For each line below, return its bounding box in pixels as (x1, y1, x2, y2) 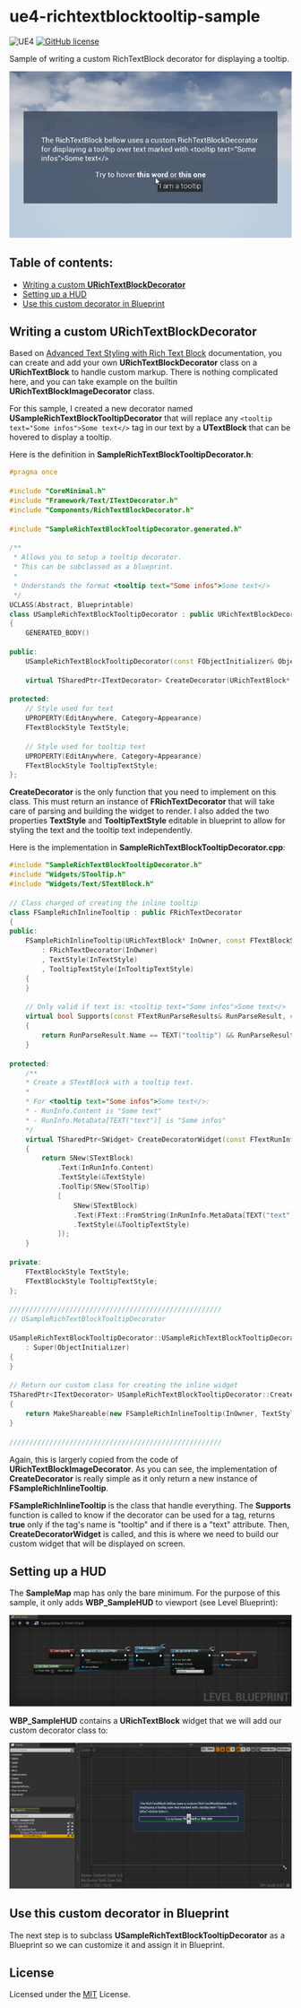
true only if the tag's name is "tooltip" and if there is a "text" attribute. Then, (9, 1518, 289, 1530)
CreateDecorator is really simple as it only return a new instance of (9, 1473, 258, 1483)
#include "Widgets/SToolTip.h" (9, 870, 126, 880)
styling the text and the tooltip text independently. (9, 825, 193, 836)
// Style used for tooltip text (25, 742, 146, 751)
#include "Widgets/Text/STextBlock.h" (9, 880, 154, 889)
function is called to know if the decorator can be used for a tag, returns (9, 1509, 276, 1520)
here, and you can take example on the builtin (9, 377, 177, 387)
